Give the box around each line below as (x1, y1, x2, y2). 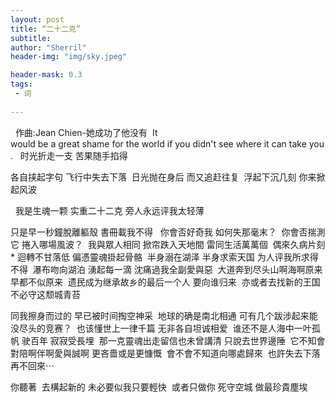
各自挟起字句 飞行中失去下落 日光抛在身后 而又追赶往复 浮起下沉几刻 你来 (10, 171, 317, 183)
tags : (10, 79, 33, 90)
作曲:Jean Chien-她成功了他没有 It (14, 126, 158, 138)
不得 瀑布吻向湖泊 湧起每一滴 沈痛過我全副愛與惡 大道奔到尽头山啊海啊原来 (10, 263, 323, 275)
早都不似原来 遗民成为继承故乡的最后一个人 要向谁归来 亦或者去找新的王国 (10, 276, 321, 288)
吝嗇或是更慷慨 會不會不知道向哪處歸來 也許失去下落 (99, 347, 321, 359)
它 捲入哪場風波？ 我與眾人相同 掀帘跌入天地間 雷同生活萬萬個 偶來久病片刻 (10, 238, 326, 250)
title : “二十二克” (10, 24, 82, 34)
